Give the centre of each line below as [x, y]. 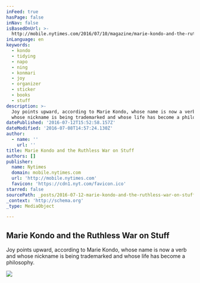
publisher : [20, 162]
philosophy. [20, 263]
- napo [20, 61]
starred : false [25, 189]
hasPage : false [25, 17]
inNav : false [22, 23]
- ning [20, 67]
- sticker [24, 90]
